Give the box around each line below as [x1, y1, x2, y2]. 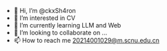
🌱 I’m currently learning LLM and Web [13, 21, 121, 29]
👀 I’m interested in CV [13, 14, 76, 22]
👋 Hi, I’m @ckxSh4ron [13, 7, 76, 14]
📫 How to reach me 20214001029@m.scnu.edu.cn [13, 37, 160, 44]
